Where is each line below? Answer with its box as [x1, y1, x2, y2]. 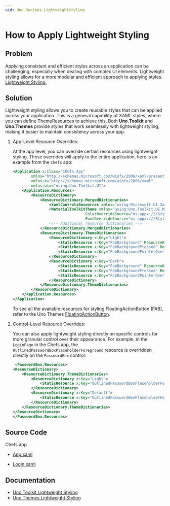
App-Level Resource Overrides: [12, 139, 79, 145]
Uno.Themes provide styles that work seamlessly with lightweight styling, [5, 123, 160, 129]
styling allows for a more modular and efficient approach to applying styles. [5, 74, 163, 80]
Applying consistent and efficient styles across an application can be [5, 63, 149, 69]
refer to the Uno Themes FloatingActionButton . [12, 311, 110, 317]
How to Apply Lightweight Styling [5, 29, 149, 41]
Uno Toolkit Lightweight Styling [12, 489, 78, 495]
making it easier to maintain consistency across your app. [5, 129, 125, 135]
